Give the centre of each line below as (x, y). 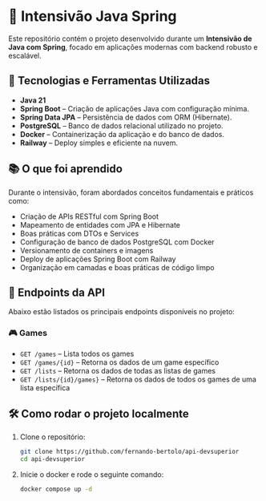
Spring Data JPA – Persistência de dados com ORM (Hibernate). (126, 117)
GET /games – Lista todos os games (77, 354)
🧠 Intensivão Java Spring (93, 16)
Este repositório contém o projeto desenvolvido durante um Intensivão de (130, 38)
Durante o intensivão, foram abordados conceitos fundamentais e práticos (131, 192)
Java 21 (33, 100)
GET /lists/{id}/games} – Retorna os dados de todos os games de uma (138, 379)
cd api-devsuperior (52, 459)
